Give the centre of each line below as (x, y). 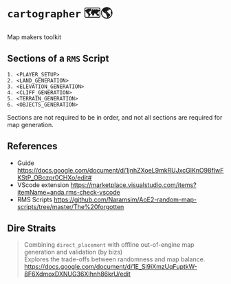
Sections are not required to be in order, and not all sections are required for (115, 117)
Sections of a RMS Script (58, 59)
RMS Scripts (35, 199)
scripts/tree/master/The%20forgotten (70, 206)
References (32, 146)
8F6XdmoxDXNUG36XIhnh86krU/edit (77, 274)
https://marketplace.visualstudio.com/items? (134, 185)
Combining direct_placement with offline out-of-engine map (109, 245)
